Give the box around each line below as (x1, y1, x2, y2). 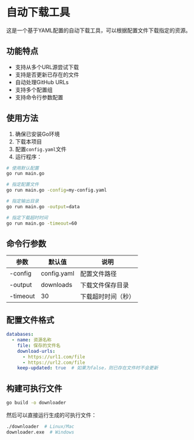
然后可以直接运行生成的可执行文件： (6, 412, 97, 418)
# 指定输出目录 (6, 198, 39, 205)
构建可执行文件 (6, 383, 62, 393)
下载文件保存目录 (80, 281, 129, 289)
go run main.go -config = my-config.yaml (6, 187, 107, 194)
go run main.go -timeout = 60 (6, 220, 78, 226)
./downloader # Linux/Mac (6, 424, 75, 430)
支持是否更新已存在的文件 (15, 71, 79, 78)
